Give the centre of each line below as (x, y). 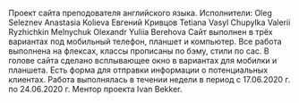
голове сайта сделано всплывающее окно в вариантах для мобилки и (143, 60)
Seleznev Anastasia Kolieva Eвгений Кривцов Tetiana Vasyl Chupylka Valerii (149, 22)
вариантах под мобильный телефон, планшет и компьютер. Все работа (145, 41)
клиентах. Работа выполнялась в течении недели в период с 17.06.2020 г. (149, 79)
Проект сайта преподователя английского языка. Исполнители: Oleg (140, 13)
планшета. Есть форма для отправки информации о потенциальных (138, 70)
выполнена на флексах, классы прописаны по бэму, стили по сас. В (139, 51)
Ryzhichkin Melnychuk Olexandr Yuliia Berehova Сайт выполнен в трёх (141, 32)
